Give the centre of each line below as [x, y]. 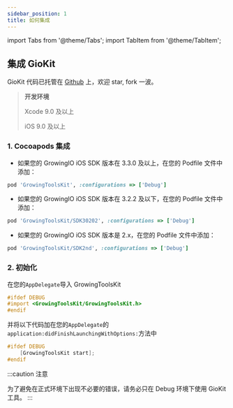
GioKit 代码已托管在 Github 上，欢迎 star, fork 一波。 [82, 82]
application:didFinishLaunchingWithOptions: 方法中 [82, 333]
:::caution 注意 [28, 374]
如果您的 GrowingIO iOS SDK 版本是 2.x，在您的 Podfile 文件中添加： [116, 235]
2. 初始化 [22, 268]
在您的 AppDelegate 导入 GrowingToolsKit [64, 284]
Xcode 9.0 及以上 [49, 112]
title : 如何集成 [29, 20]
